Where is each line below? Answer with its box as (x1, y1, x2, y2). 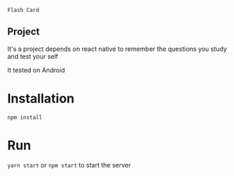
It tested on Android (7, 66, 66, 74)
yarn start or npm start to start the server (7, 160, 131, 169)
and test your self (7, 52, 59, 60)
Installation (7, 90, 75, 106)
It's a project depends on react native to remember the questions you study (7, 45, 228, 53)
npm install (7, 114, 42, 121)
